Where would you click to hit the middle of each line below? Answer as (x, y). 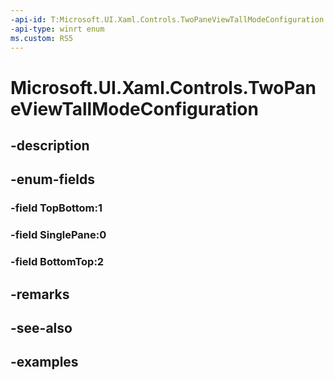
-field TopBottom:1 (56, 208)
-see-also (41, 327)
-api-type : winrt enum (57, 29)
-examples (44, 362)
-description (50, 145)
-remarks (40, 294)
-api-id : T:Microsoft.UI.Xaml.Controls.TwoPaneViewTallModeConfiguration (167, 19)
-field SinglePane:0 (58, 235)
